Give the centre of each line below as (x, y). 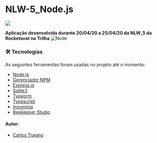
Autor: (12, 124)
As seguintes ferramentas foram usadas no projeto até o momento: (75, 65)
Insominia (23, 107)
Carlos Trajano (28, 135)
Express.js (23, 85)
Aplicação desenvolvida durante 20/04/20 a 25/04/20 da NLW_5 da (79, 33)
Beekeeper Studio (32, 112)
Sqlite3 (20, 91)
